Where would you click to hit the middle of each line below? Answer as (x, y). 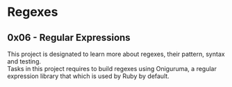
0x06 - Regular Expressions (69, 38)
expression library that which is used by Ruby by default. (89, 76)
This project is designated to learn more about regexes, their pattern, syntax (116, 54)
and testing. (24, 61)
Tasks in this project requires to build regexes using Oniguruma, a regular (112, 69)
